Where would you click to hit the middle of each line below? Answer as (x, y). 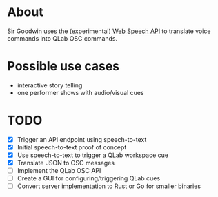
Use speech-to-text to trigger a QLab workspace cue (93, 155)
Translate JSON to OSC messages (66, 163)
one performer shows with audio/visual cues (80, 92)
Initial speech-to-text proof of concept (72, 147)
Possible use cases (63, 66)
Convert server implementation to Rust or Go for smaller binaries (109, 186)
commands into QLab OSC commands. (62, 38)
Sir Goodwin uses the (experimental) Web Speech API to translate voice (109, 31)
